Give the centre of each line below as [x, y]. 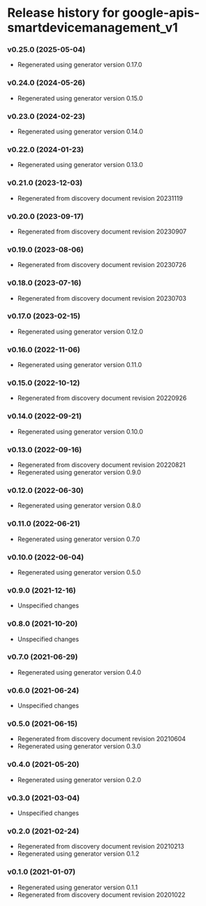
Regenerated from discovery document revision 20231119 [100, 198]
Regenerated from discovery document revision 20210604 [102, 739]
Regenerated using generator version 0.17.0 [80, 65]
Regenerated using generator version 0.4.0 [79, 672]
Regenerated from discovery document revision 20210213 [101, 847]
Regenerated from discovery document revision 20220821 [101, 465]
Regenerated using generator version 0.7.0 [79, 539]
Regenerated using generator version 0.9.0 [79, 473]
